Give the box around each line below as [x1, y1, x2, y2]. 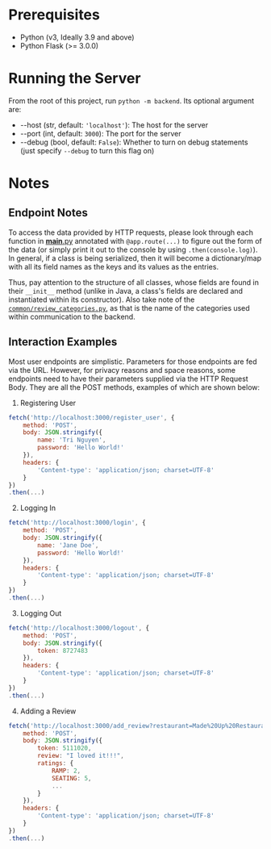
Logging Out [19, 608, 62, 618]
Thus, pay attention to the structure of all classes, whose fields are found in [8, 277, 260, 287]
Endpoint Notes [8, 206, 89, 220]
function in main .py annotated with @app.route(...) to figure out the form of [8, 236, 262, 245]
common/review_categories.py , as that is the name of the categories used [8, 303, 250, 312]
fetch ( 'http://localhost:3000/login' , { [8, 519, 147, 527]
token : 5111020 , [37, 744, 92, 752]
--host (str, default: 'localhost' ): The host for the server [19, 119, 208, 130]
